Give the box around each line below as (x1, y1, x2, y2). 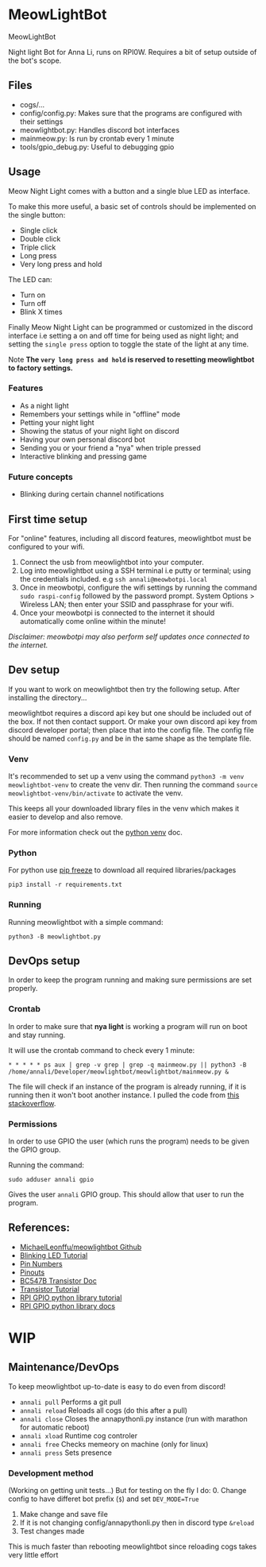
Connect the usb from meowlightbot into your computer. (19, 557, 204, 567)
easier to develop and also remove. (8, 812, 123, 822)
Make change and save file (19, 1510, 109, 1519)
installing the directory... (8, 693, 87, 702)
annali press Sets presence (19, 1448, 113, 1457)
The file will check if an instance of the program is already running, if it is (8, 1081, 247, 1091)
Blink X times (19, 307, 63, 316)
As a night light (19, 400, 69, 410)
